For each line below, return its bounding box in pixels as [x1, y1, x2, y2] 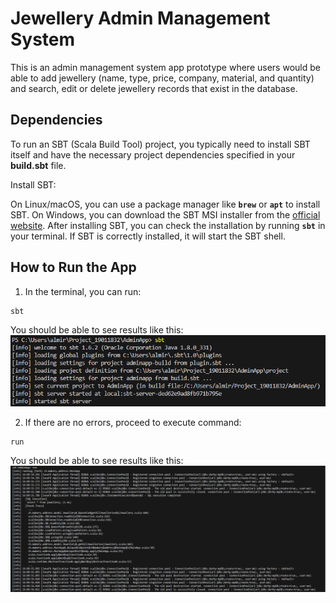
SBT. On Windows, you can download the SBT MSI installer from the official [10, 208, 321, 221]
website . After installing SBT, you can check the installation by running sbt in [10, 219, 326, 231]
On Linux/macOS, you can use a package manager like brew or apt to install [10, 198, 321, 210]
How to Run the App [10, 259, 137, 276]
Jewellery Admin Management [10, 7, 271, 30]
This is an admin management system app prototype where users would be [10, 61, 321, 73]
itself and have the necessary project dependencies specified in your [10, 148, 296, 161]
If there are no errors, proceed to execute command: [24, 417, 242, 429]
